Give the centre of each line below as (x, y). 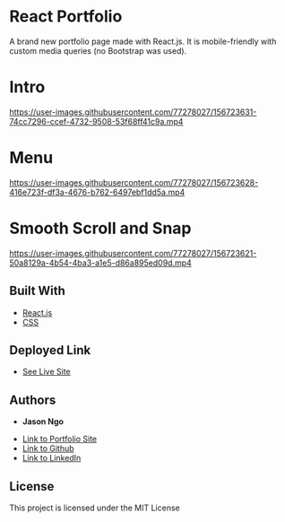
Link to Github (48, 448)
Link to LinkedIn (52, 458)
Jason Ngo (43, 422)
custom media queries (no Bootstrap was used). (98, 50)
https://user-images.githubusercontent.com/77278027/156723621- (133, 253)
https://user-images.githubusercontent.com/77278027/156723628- (134, 182)
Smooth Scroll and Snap (100, 228)
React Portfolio (66, 17)
